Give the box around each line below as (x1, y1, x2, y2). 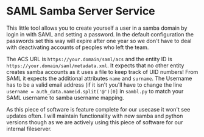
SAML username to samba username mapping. (6, 94, 125, 101)
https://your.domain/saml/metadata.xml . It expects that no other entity (6, 62, 185, 69)
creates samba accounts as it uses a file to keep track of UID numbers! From (6, 68, 199, 75)
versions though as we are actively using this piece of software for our (6, 118, 183, 125)
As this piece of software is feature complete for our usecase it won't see (6, 105, 191, 113)
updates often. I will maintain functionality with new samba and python (6, 112, 183, 119)
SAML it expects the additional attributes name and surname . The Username (6, 75, 192, 82)
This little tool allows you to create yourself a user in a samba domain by (6, 24, 188, 32)
